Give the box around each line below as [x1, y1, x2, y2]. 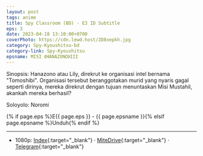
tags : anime [6, 14, 36, 20]
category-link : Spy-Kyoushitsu [6, 48, 85, 54]
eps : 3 [6, 25, 23, 32]
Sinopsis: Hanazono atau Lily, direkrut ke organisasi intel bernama [6, 70, 170, 77]
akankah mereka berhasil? [6, 89, 72, 96]
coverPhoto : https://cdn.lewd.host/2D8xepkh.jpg [6, 37, 131, 43]
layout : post [6, 8, 39, 15]
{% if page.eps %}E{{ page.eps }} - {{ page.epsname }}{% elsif [6, 113, 165, 120]
